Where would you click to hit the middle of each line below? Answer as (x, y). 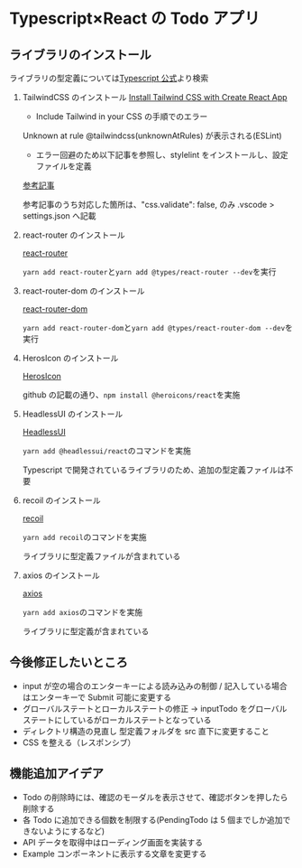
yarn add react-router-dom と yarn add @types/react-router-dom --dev (154, 327)
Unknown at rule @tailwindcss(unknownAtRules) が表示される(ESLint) (152, 135)
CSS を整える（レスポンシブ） (79, 742)
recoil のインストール (61, 500)
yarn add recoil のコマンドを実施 (84, 537)
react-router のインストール (73, 235)
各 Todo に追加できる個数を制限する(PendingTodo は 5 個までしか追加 (152, 819)
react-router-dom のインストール (84, 291)
